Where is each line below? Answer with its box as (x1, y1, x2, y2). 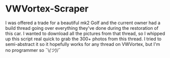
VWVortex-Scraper (5, 3, 89, 15)
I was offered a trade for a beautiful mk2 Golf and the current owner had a (5, 20, 161, 26)
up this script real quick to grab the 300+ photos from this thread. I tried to (5, 36, 162, 42)
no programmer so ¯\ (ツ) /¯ (5, 47, 61, 53)
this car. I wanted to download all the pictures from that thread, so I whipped (5, 30, 165, 36)
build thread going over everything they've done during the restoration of (5, 25, 159, 31)
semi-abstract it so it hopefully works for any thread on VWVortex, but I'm (5, 41, 160, 47)
